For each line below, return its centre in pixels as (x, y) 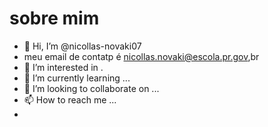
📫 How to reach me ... (70, 99)
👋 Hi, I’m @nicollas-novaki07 (82, 46)
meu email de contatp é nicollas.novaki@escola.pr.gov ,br (141, 56)
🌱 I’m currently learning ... (77, 78)
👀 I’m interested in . (63, 67)
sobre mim (54, 18)
